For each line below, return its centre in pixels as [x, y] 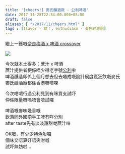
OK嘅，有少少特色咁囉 [28, 134]
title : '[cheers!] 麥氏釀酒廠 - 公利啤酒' [47, 10]
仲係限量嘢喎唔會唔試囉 [29, 100]
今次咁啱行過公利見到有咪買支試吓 [41, 93]
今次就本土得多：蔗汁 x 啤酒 [34, 64]
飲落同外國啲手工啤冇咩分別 [34, 117]
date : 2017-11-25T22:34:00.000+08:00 [45, 15]
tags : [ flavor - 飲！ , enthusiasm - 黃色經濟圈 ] [56, 29]
